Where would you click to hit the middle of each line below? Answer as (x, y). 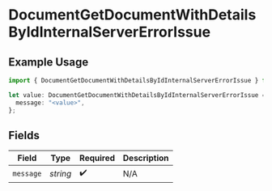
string (61, 173)
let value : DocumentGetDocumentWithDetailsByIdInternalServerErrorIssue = (137, 95)
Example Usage (49, 62)
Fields (24, 135)
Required (98, 158)
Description (146, 158)
